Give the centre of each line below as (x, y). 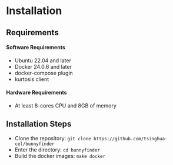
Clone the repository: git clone (53, 138)
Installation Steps (39, 124)
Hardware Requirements (36, 93)
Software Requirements (36, 48)
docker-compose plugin (44, 73)
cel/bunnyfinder (34, 144)
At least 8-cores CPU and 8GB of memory (65, 105)
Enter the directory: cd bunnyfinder (57, 149)
